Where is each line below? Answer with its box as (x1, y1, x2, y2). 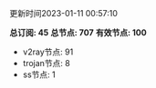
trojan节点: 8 (22, 58, 70, 68)
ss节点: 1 (22, 69, 57, 80)
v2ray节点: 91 (22, 46, 74, 57)
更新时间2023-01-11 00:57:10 (9, 8, 119, 18)
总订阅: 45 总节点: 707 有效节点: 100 (9, 27, 148, 38)
